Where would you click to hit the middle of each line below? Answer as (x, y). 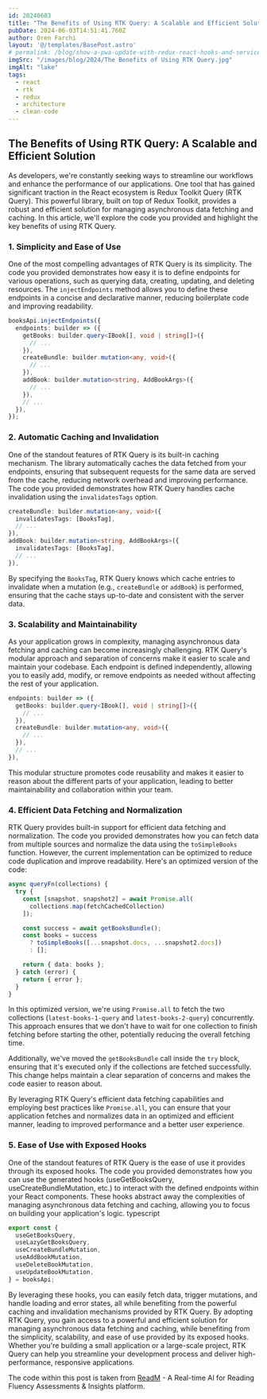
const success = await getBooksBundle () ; (92, 928)
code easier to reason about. (56, 1084)
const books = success (60, 936)
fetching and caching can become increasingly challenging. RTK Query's (128, 649)
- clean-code (37, 112)
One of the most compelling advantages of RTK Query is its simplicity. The (130, 264)
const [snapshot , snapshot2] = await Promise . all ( (108, 899)
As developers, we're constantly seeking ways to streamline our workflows (131, 175)
